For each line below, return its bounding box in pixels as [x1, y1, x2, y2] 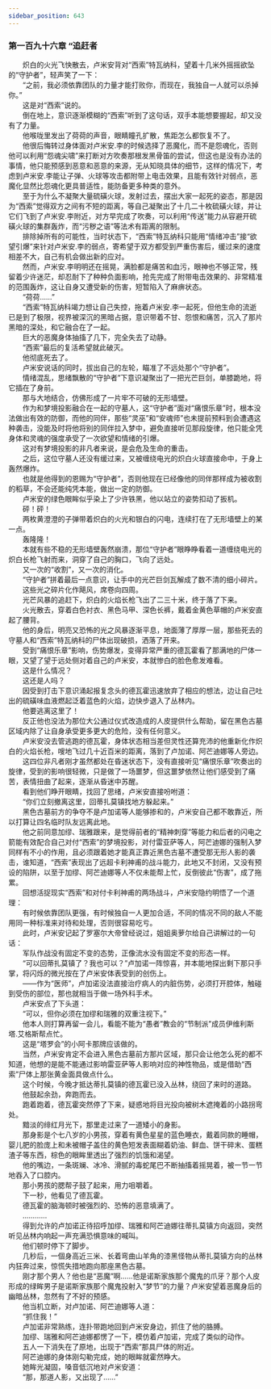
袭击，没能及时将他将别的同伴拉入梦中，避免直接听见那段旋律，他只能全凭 [15, 423, 263, 433]
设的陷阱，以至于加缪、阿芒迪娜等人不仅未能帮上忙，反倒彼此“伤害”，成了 [8, 867, 256, 877]
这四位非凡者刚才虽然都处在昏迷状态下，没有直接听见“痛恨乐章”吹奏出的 [22, 756, 262, 766]
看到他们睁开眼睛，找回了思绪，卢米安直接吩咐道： [22, 787, 192, 796]
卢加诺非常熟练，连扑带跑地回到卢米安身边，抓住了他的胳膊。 [22, 1321, 227, 1331]
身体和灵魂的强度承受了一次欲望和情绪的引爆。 [8, 433, 164, 443]
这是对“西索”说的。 [22, 100, 86, 110]
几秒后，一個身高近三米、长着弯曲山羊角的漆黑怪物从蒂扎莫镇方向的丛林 [22, 1251, 263, 1261]
